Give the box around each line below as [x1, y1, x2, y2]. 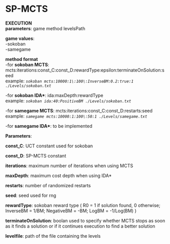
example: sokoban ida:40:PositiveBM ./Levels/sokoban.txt [5, 98, 132, 104]
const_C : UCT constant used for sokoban [5, 143, 93, 149]
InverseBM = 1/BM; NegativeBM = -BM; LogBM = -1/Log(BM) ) [5, 208, 137, 214]
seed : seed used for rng [5, 192, 56, 198]
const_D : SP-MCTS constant [5, 152, 67, 159]
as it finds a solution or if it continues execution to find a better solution [5, 223, 155, 229]
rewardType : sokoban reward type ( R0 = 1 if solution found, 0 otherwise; [5, 202, 160, 208]
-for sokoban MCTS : [5, 61, 50, 68]
